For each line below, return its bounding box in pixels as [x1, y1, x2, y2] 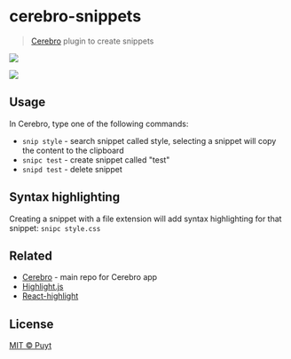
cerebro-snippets [9, 6, 142, 27]
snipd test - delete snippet [21, 164, 122, 174]
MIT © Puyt [9, 340, 51, 351]
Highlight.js [21, 282, 64, 292]
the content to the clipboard [21, 145, 124, 156]
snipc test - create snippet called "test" [21, 154, 170, 165]
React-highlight [21, 291, 79, 301]
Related [9, 248, 53, 263]
